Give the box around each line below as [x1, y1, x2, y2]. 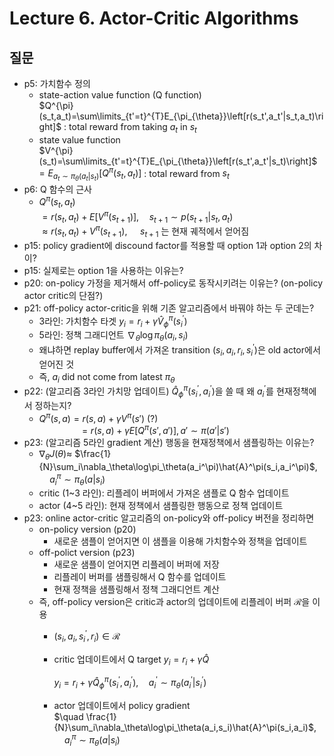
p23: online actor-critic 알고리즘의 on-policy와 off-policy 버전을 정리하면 [23, 512, 315, 524]
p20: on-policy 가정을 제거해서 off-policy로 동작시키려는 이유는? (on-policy [23, 277, 324, 289]
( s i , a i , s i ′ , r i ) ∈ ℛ [53, 628, 121, 644]
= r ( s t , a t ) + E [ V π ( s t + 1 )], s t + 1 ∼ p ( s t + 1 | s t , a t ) [42, 209, 234, 225]
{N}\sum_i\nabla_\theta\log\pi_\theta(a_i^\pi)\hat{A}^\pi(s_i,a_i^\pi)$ [38, 461, 316, 472]
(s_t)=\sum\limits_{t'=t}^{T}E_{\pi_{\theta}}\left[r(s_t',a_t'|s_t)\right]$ [38, 155, 318, 167]
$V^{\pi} [38, 144, 74, 156]
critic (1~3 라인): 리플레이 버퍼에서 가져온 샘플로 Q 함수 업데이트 [38, 487, 290, 499]
